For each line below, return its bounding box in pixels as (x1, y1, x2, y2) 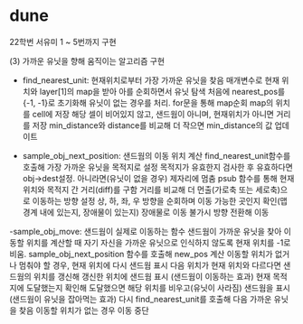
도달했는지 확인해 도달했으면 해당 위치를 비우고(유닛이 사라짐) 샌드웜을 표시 (25, 282, 291, 293)
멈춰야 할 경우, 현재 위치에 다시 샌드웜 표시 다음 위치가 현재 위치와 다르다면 (18, 259, 282, 271)
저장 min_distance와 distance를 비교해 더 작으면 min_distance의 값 (32, 119, 273, 131)
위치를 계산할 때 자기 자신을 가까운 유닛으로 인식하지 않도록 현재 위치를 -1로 (25, 236, 291, 248)
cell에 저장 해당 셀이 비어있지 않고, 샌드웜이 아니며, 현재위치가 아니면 (32, 108, 274, 119)
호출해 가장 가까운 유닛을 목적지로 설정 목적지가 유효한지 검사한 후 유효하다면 (22, 162, 294, 172)
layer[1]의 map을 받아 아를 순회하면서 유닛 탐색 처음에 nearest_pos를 (39, 86, 286, 97)
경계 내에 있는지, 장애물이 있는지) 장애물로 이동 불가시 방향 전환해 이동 (22, 207, 270, 218)
